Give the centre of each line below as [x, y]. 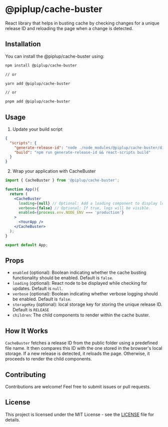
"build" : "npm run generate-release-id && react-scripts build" [82, 152]
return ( [19, 194]
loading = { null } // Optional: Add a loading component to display [88, 203]
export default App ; [27, 245]
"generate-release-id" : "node [46, 148]
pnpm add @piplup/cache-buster [38, 102]
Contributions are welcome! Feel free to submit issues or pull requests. [78, 387]
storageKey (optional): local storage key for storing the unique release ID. [87, 304]
